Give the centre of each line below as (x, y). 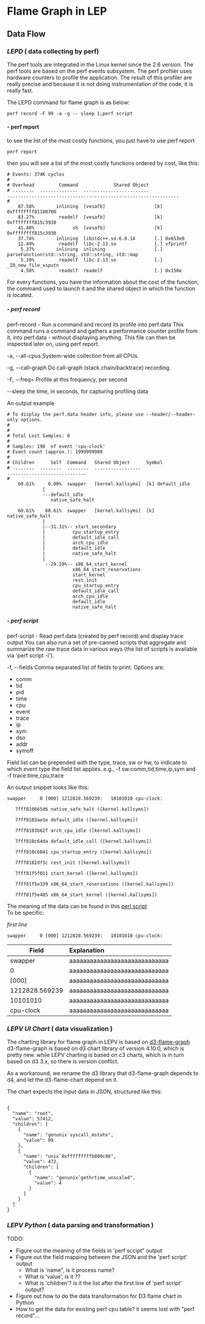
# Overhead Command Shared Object (78, 185)
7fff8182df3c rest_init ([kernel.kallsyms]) (73, 863)
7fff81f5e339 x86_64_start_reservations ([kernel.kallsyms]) (94, 884)
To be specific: (26, 913)
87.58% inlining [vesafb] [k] (91, 207)
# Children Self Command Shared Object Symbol (85, 463)
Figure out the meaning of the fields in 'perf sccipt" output (89, 1250)
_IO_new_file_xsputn (33, 265)
